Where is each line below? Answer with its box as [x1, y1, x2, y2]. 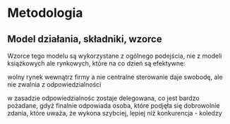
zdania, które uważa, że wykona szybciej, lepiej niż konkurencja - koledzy [7, 109, 222, 117]
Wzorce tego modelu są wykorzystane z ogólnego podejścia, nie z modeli [7, 51, 222, 60]
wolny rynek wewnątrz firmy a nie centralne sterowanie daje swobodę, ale [7, 73, 224, 81]
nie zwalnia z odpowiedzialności [7, 80, 102, 89]
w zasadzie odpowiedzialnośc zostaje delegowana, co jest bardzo [7, 94, 200, 102]
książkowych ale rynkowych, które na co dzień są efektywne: [7, 59, 186, 68]
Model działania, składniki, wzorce [7, 33, 162, 45]
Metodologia [7, 5, 83, 21]
